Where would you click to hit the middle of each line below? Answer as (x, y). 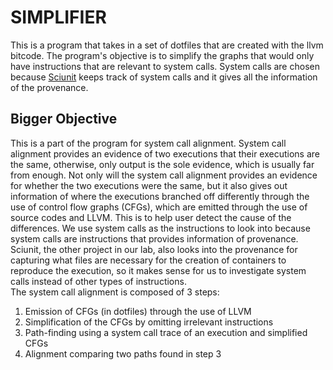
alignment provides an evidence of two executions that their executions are (165, 153)
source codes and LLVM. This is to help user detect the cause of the (151, 217)
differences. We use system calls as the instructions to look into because (160, 228)
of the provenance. (49, 87)
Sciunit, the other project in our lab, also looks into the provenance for (154, 249)
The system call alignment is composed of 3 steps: (115, 292)
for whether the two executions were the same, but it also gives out (149, 185)
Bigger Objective (64, 119)
